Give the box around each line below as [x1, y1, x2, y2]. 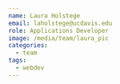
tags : [8, 57, 26, 65]
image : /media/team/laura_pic [8, 34, 110, 42]
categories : [8, 42, 48, 50]
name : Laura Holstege [8, 11, 81, 20]
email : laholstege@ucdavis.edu [8, 19, 113, 27]
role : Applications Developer [8, 26, 110, 34]
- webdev [15, 64, 45, 72]
